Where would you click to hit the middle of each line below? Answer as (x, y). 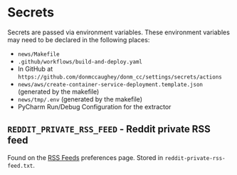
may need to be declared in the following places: (79, 39)
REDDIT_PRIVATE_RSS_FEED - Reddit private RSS (109, 129)
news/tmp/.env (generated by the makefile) (80, 99)
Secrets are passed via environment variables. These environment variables (118, 32)
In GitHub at (35, 69)
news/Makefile (38, 54)
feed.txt (20, 166)
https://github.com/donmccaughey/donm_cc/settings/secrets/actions (120, 77)
